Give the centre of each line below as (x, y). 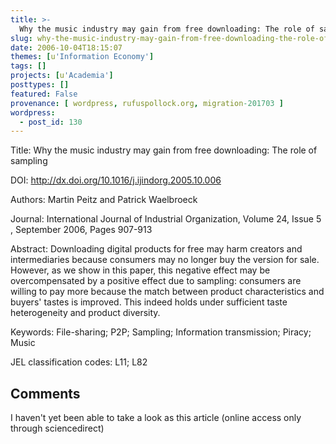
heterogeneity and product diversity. (85, 313)
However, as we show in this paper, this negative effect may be (140, 270)
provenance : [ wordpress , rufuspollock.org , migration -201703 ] (147, 103)
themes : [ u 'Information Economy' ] (82, 57)
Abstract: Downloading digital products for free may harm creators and (156, 249)
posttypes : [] (40, 85)
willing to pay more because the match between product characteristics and (167, 292)
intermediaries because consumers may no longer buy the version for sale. (165, 260)
